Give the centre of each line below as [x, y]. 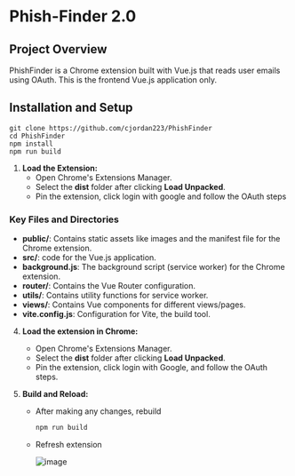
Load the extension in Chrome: [80, 331]
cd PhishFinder [37, 136]
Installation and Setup [71, 108]
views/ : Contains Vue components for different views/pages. [134, 305]
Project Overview [58, 49]
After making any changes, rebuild [98, 411]
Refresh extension [68, 444]
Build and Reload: [55, 394]
